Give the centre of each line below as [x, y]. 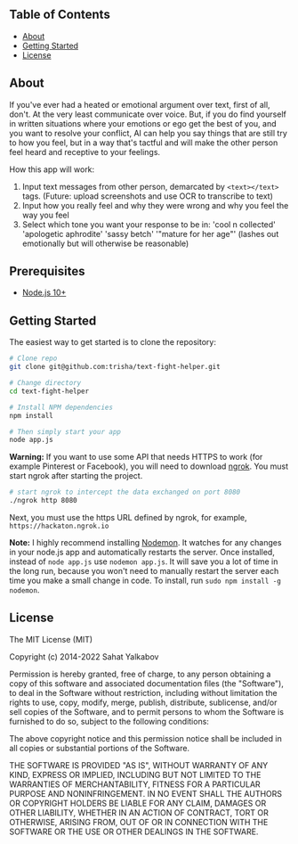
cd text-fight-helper [49, 391]
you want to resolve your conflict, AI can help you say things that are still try [148, 133]
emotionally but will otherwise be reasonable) [105, 243]
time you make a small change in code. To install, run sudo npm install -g [145, 580]
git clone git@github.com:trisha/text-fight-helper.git [115, 367]
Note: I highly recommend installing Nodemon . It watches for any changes [145, 542]
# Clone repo [33, 359]
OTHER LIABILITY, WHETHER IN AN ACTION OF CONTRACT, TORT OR [139, 812]
